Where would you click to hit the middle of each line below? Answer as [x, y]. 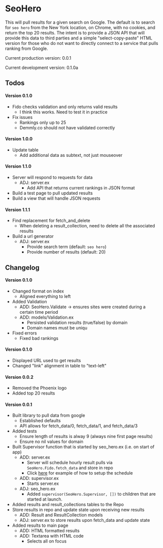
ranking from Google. [27, 48]
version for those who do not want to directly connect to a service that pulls [82, 43]
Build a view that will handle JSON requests [56, 198]
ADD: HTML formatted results [50, 531]
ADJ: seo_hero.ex [37, 489]
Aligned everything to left [45, 296]
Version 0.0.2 [19, 377]
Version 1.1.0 [18, 166]
